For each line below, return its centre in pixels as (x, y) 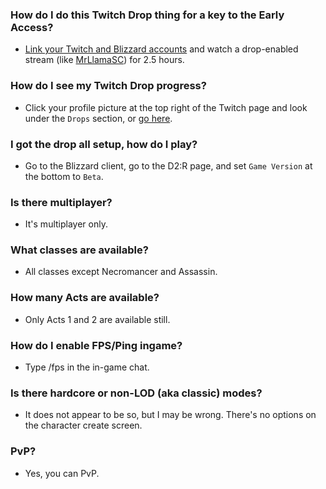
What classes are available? (79, 250)
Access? (32, 27)
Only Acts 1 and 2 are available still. (97, 319)
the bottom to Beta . (64, 176)
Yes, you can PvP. (62, 473)
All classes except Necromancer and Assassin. (121, 272)
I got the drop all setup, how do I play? (104, 144)
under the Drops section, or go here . (98, 118)
